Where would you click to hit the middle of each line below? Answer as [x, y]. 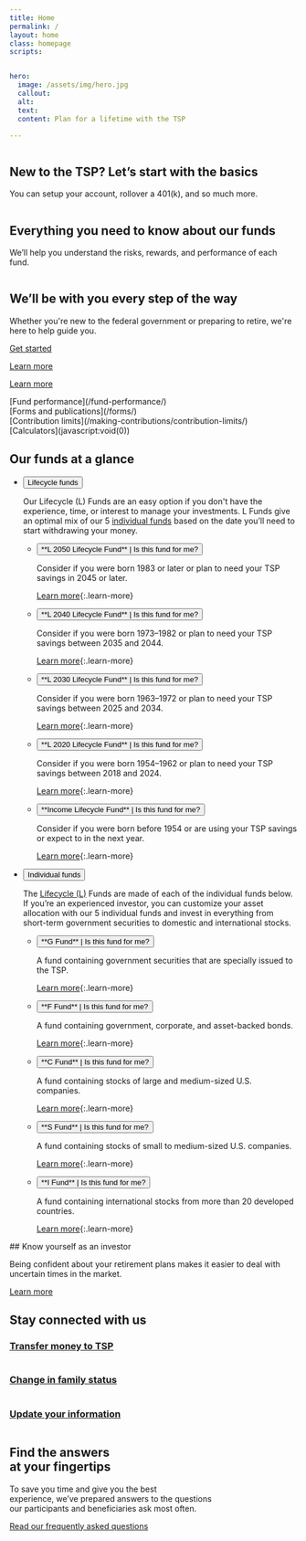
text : [28, 111]
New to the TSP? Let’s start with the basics [134, 171]
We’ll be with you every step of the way [124, 299]
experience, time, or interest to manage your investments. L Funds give [156, 511]
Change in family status [63, 1380]
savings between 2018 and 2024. [99, 773]
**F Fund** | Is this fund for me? [95, 1006]
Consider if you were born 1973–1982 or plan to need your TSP [154, 633]
